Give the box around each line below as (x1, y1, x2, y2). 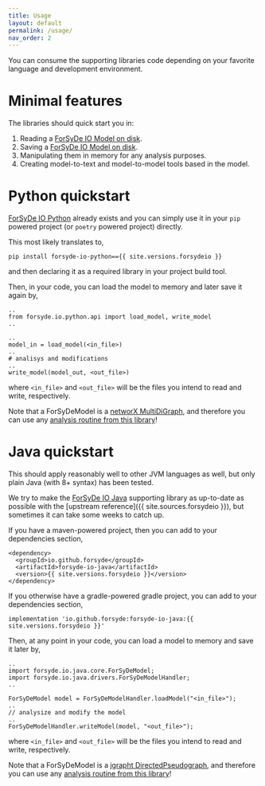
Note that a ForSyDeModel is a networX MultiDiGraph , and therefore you (8, 407, 246, 416)
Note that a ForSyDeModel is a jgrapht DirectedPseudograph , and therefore (8, 761, 256, 770)
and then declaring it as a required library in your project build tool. (8, 267, 228, 276)
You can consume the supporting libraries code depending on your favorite (8, 56, 255, 65)
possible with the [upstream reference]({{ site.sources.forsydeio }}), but (8, 502, 244, 511)
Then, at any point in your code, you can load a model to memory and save (8, 636, 254, 646)
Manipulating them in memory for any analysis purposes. (19, 151, 207, 160)
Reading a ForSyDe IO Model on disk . (19, 134, 143, 143)
